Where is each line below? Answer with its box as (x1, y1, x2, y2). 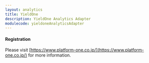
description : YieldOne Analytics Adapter (5, 16, 91, 21)
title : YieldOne (5, 12, 38, 17)
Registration (5, 36, 31, 42)
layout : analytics (5, 7, 43, 12)
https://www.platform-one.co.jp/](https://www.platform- (30, 47, 144, 53)
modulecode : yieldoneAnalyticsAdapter (5, 21, 84, 26)
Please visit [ (5, 47, 31, 53)
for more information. (28, 52, 71, 58)
